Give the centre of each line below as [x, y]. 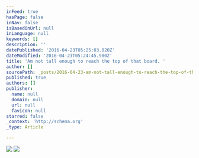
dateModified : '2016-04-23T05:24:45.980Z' [59, 56]
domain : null [28, 99]
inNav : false [22, 22]
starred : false [25, 116]
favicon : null [29, 111]
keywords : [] [22, 39]
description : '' [26, 45]
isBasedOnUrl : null [30, 28]
